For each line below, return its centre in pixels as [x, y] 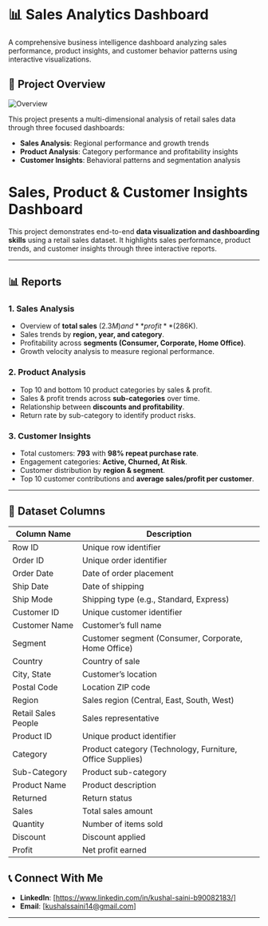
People [26, 723]
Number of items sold [123, 824]
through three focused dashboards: [67, 127]
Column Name [43, 534]
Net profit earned [115, 849]
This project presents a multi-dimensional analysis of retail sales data [122, 119]
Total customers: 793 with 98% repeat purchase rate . [109, 453]
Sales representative [121, 717]
